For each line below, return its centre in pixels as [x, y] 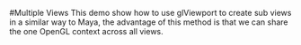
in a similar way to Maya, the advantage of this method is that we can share [149, 22]
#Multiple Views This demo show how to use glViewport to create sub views [150, 13]
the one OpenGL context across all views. [86, 31]
